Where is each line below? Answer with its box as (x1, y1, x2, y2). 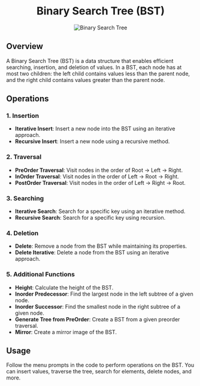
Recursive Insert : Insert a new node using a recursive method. (14, 138, 170, 145)
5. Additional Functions (6, 270, 75, 279)
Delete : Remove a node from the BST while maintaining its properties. (14, 242, 187, 250)
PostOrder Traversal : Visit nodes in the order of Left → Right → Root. (14, 179, 186, 186)
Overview (6, 41, 44, 51)
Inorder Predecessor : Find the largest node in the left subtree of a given (14, 290, 193, 297)
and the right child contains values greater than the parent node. (6, 76, 165, 83)
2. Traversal (6, 153, 42, 161)
